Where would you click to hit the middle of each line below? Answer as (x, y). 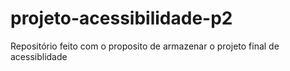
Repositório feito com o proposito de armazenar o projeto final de (145, 46)
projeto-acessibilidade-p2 (121, 18)
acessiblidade (39, 56)
